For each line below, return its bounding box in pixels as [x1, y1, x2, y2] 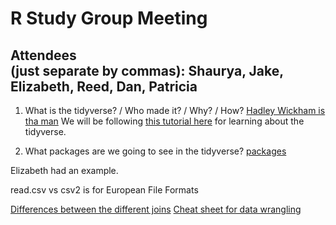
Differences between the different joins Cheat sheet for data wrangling [10, 203, 302, 215]
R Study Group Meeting [10, 7, 208, 30]
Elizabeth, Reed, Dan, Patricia [10, 78, 198, 95]
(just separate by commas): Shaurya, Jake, [10, 62, 284, 79]
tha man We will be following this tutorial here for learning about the [24, 115, 305, 127]
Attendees [10, 47, 77, 64]
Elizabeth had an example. [10, 165, 119, 176]
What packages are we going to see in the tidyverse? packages [24, 145, 287, 157]
